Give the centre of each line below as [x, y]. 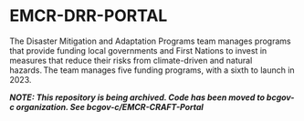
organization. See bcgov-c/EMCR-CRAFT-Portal [110, 106]
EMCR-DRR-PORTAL [89, 16]
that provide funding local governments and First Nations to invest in [138, 50]
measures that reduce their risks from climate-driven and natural [131, 60]
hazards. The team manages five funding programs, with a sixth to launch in [152, 70]
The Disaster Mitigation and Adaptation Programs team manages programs [150, 41]
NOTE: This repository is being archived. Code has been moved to [137, 97]
